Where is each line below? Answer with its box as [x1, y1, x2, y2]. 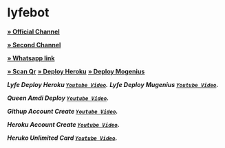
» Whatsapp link [7, 53, 55, 62]
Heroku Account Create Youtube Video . [7, 120, 120, 128]
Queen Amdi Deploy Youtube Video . [7, 94, 109, 102]
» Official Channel [7, 27, 60, 36]
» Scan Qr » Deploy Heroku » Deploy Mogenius [7, 67, 145, 75]
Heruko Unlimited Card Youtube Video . [7, 134, 118, 142]
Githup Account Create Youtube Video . [7, 107, 118, 115]
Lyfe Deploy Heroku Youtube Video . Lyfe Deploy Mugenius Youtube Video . [7, 80, 219, 88]
